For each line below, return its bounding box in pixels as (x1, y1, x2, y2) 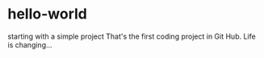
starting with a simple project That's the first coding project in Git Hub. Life (7, 31, 256, 41)
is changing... (7, 39, 53, 49)
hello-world (7, 5, 88, 23)
